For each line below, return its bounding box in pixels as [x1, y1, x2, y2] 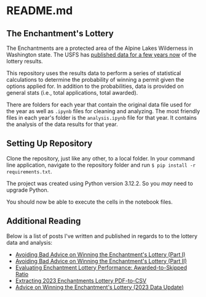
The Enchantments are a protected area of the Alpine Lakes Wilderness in [6, 44, 194, 52]
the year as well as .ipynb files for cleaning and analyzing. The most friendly [6, 108, 200, 114]
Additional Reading [6, 216, 81, 226]
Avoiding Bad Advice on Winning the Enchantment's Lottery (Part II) [15, 257, 188, 264]
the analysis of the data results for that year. [6, 121, 118, 128]
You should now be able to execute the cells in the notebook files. [6, 198, 173, 205]
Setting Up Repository [6, 138, 93, 149]
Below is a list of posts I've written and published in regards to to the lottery [6, 232, 198, 240]
